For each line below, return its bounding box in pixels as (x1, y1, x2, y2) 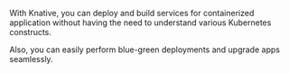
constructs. (9, 27, 52, 37)
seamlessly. (9, 54, 53, 64)
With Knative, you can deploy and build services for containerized (9, 8, 255, 18)
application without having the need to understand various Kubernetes (9, 17, 272, 28)
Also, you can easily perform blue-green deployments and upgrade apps (9, 44, 280, 55)
